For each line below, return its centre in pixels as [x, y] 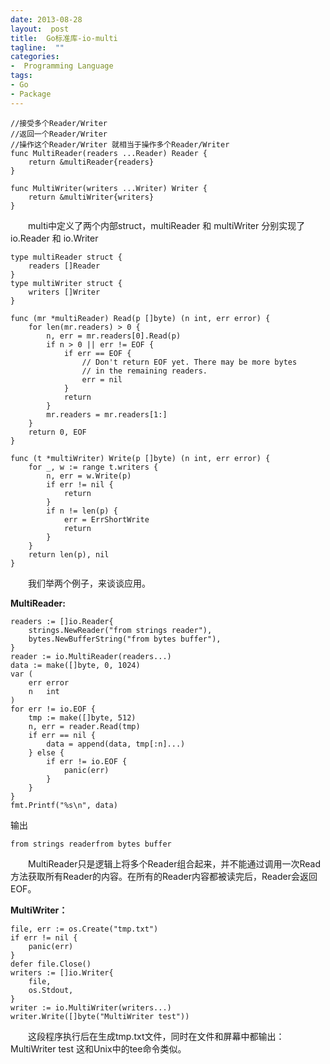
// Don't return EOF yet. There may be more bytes [189, 362]
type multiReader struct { [66, 257]
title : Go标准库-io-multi [64, 38]
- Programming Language [62, 66]
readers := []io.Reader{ [62, 621]
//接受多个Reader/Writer [59, 123]
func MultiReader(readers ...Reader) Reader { [109, 153]
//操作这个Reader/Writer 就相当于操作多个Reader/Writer [120, 144]
